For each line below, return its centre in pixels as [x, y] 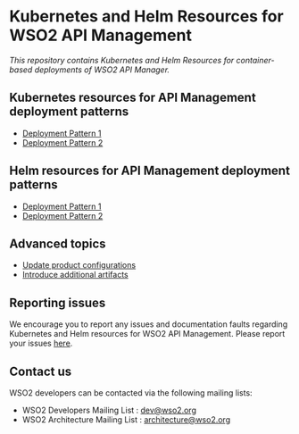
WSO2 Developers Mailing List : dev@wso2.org [109, 410]
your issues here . [41, 343]
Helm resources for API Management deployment [149, 171]
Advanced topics [58, 243]
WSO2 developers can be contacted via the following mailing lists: [131, 393]
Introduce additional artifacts [75, 275]
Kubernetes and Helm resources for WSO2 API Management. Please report [147, 334]
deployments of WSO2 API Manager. [102, 70]
